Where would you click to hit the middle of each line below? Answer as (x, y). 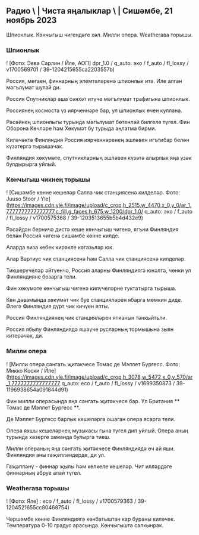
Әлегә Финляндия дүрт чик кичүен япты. (58, 306)
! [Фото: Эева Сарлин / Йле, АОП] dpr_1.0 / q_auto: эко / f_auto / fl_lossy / (97, 63)
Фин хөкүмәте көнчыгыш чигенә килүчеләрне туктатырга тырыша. (91, 288)
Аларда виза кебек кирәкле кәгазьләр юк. (60, 248)
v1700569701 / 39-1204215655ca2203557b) (60, 70)
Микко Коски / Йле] (31, 370)
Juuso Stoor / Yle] (28, 199)
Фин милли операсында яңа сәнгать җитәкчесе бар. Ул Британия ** (93, 401)
